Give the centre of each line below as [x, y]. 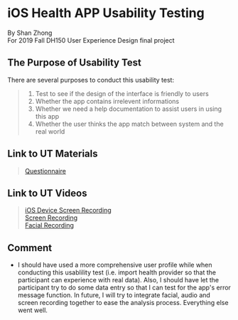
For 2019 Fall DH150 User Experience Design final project [91, 40]
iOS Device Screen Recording [68, 210]
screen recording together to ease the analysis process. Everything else [123, 303]
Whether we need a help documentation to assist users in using [129, 109]
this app [47, 116]
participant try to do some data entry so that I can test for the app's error [124, 288]
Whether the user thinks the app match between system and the [129, 124]
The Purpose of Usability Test [75, 63]
